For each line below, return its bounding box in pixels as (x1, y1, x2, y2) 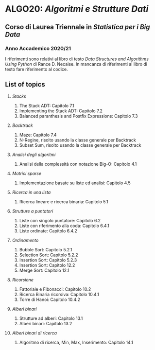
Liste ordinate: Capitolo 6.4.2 (19, 227, 77, 234)
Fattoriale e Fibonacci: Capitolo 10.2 (19, 286, 91, 292)
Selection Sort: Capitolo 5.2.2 (19, 252, 78, 258)
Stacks (12, 93, 26, 99)
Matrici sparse (12, 170, 42, 176)
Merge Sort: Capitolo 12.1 (19, 267, 69, 273)
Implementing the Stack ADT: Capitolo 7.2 (19, 108, 103, 114)
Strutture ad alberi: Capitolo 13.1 (19, 315, 83, 321)
